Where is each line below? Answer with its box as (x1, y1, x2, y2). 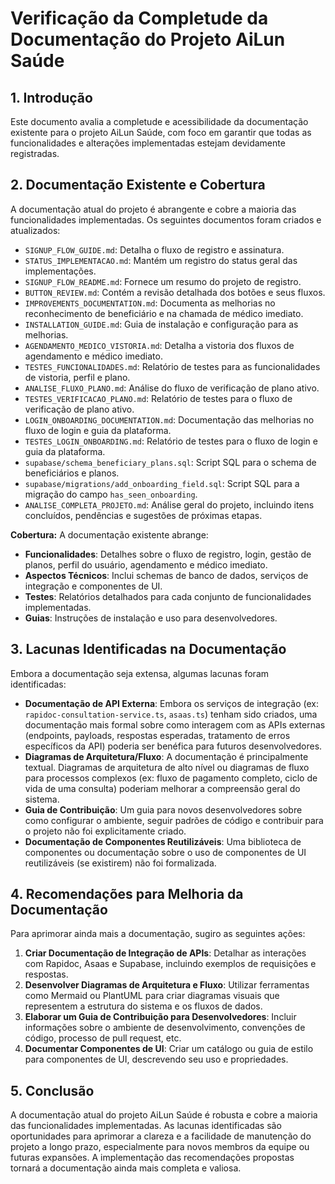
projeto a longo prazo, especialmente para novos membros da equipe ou (10, 1141, 310, 1153)
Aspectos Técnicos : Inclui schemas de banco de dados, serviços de (24, 569, 309, 581)
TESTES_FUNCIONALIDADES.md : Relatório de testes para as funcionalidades (24, 360, 321, 372)
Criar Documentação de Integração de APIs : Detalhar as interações (24, 947, 307, 959)
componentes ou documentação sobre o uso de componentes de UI (24, 846, 307, 858)
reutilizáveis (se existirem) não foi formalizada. (24, 857, 217, 869)
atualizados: (10, 224, 61, 236)
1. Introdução (10, 89, 93, 106)
